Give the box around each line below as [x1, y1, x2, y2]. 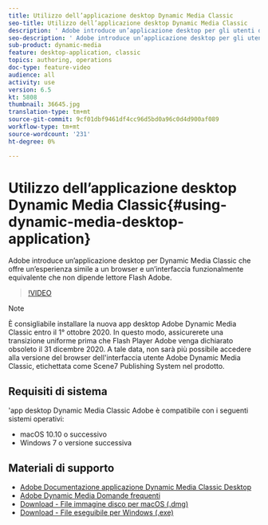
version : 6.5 [8, 85, 52, 94]
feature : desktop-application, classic [8, 49, 141, 57]
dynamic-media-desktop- [8, 213, 185, 231]
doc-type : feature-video [8, 64, 91, 72]
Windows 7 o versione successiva [19, 438, 132, 448]
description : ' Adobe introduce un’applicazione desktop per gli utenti [8, 26, 255, 34]
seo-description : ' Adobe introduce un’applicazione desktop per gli [8, 33, 245, 42]
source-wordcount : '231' [8, 130, 91, 138]
